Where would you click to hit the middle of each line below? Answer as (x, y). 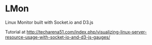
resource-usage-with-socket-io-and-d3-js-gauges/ (57, 37)
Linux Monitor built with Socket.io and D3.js (49, 22)
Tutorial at (15, 32)
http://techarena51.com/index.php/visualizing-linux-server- (87, 32)
